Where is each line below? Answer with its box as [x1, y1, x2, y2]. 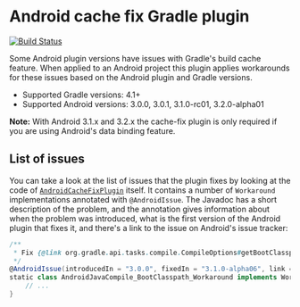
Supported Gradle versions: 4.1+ [21, 89, 141, 100]
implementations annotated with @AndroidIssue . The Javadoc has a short [9, 194, 278, 204]
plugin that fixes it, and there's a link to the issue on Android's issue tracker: [9, 222, 288, 233]
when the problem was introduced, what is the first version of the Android [9, 212, 281, 224]
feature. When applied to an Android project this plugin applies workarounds [9, 62, 290, 73]
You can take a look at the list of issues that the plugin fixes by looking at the [9, 175, 291, 186]
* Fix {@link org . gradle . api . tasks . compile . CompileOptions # [12, 248, 242, 257]
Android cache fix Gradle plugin [9, 6, 250, 27]
